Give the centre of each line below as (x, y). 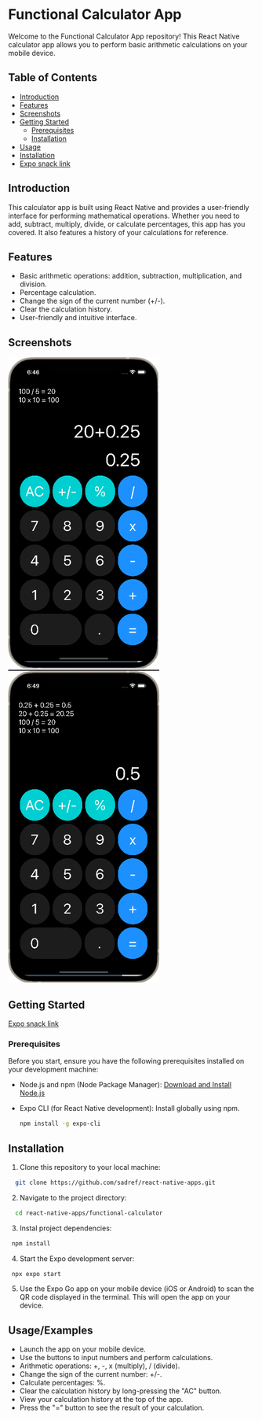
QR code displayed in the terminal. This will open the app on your (125, 1297)
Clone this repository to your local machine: (90, 1167)
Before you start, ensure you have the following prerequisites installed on (126, 1061)
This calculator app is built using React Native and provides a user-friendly (129, 207)
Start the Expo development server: (77, 1258)
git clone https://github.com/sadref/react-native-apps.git (115, 1182)
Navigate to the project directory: (73, 1197)
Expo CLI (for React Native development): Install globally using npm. (129, 1108)
